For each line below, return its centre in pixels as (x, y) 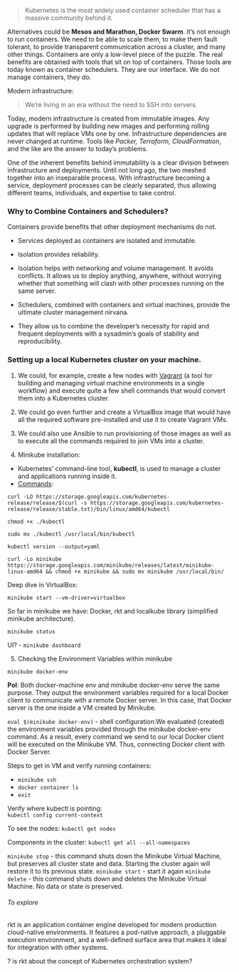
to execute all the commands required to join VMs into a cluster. (111, 440)
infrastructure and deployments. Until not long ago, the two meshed (107, 170)
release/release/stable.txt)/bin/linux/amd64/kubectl (89, 509)
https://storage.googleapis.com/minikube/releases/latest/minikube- (111, 565)
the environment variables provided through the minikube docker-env (109, 729)
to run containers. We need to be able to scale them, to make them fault (112, 39)
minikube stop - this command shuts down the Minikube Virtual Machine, (115, 856)
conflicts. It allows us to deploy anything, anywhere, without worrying (119, 276)
